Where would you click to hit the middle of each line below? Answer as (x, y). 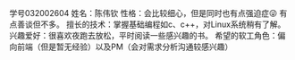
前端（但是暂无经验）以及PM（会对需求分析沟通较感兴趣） (125, 47)
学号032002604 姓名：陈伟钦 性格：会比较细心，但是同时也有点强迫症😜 (143, 13)
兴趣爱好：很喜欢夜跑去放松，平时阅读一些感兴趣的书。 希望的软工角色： (143, 35)
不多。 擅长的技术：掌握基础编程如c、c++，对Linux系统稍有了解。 (163, 24)
